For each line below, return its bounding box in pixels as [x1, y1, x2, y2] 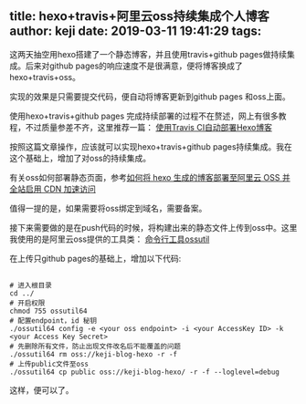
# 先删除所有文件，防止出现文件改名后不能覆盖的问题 [9, 341, 181, 351]
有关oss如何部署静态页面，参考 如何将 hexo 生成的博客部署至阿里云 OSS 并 [9, 171, 290, 182]
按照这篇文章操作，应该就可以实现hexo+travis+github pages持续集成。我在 [9, 140, 292, 152]
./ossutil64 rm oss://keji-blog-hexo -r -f [9, 349, 178, 358]
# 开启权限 [9, 298, 46, 307]
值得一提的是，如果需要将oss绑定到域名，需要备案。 [9, 202, 207, 213]
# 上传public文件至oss [9, 359, 90, 368]
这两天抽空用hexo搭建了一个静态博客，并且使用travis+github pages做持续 [9, 48, 288, 59]
